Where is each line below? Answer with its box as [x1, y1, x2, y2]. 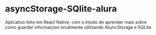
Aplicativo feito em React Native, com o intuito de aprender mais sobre [5, 19, 147, 25]
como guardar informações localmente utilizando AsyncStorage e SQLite [5, 24, 152, 30]
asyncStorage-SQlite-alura [5, 3, 117, 14]
